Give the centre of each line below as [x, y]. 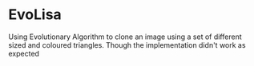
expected [24, 53]
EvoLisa [35, 15]
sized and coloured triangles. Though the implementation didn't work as [127, 45]
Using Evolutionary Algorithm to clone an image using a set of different [125, 37]
